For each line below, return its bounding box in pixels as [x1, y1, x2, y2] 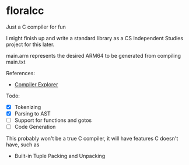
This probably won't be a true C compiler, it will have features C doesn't [6, 135, 178, 142]
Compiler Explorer [14, 80, 58, 88]
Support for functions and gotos [14, 117, 92, 124]
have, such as [6, 141, 40, 148]
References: [6, 69, 35, 76]
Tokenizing [14, 103, 41, 110]
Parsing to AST [14, 110, 51, 117]
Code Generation [14, 124, 56, 131]
